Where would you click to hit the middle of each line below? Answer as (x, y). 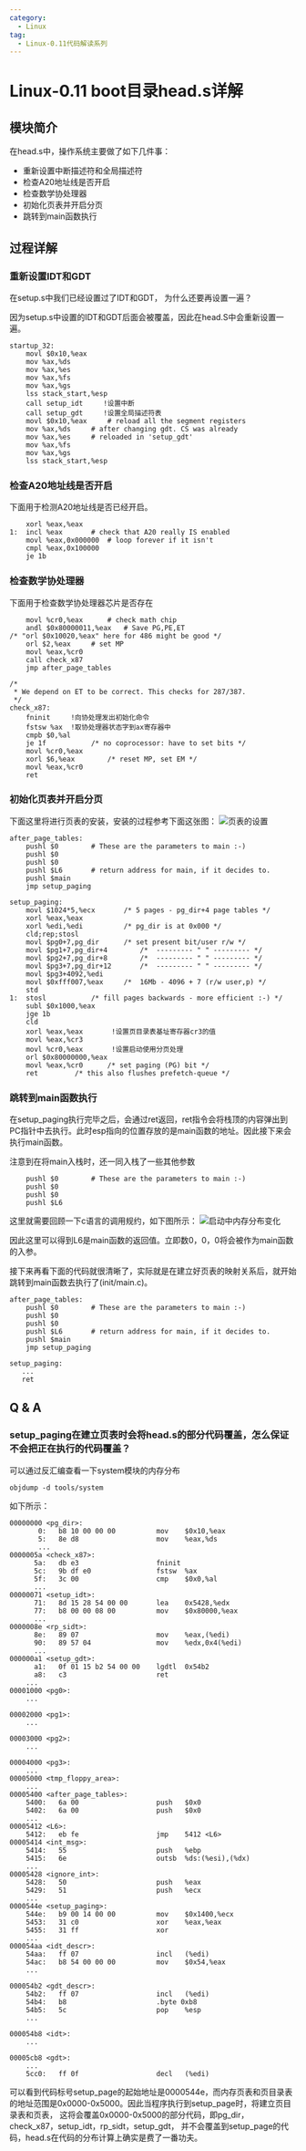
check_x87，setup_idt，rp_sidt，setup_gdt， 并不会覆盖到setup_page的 (145, 2125)
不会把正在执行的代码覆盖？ (70, 1449)
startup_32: (32, 346)
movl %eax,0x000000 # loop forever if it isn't (120, 540)
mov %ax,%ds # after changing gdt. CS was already (132, 429)
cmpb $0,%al (48, 735)
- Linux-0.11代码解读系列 (62, 43)
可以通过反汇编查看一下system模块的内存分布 (95, 1470)
